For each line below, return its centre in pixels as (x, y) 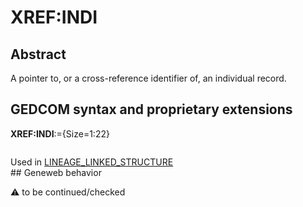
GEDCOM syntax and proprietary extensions (151, 109)
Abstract (38, 54)
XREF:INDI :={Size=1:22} (60, 133)
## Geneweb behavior (56, 172)
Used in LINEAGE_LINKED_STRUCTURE (92, 162)
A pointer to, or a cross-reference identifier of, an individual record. (148, 78)
